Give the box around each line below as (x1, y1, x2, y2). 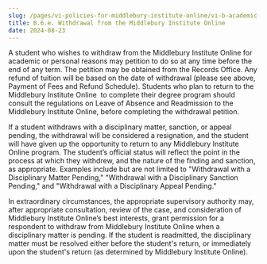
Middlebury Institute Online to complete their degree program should (8, 90, 236, 100)
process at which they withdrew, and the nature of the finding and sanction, (8, 156, 256, 166)
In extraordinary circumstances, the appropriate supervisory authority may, (8, 197, 254, 206)
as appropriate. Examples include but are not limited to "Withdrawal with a (8, 164, 251, 174)
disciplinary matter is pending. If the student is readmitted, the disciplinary (8, 231, 252, 240)
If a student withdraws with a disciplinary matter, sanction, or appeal (8, 122, 232, 132)
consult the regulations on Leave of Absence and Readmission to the (8, 98, 234, 108)
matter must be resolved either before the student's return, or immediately (8, 239, 252, 248)
